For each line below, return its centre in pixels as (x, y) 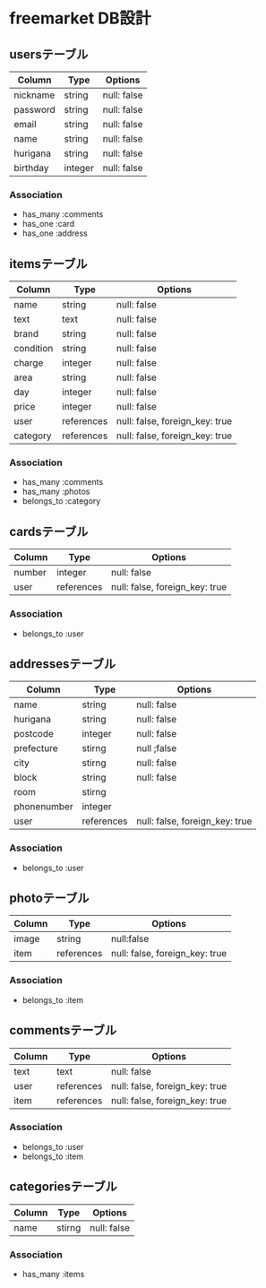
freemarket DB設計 (80, 18)
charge (29, 363)
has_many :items (53, 1274)
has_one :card (48, 224)
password (34, 110)
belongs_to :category (61, 501)
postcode (34, 734)
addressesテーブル (63, 664)
